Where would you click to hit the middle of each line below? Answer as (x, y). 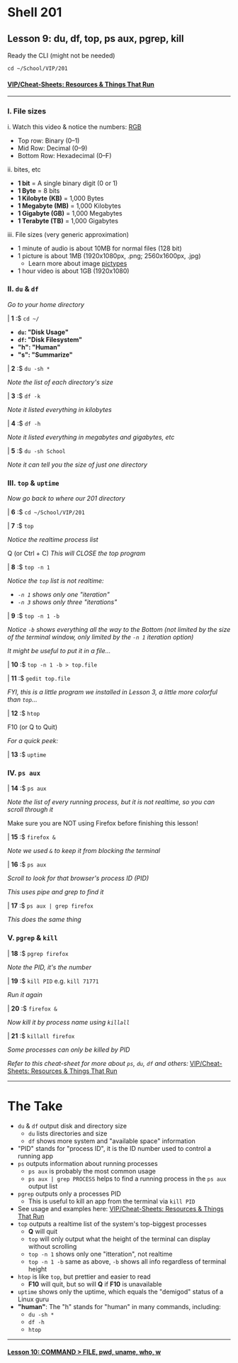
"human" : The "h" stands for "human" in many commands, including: (119, 1306)
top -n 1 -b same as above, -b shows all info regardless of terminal (127, 1261)
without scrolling (52, 1246)
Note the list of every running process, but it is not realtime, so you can (111, 802)
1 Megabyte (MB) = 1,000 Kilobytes (69, 206)
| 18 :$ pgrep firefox (38, 953)
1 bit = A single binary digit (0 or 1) (68, 183)
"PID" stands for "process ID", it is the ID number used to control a (114, 1148)
